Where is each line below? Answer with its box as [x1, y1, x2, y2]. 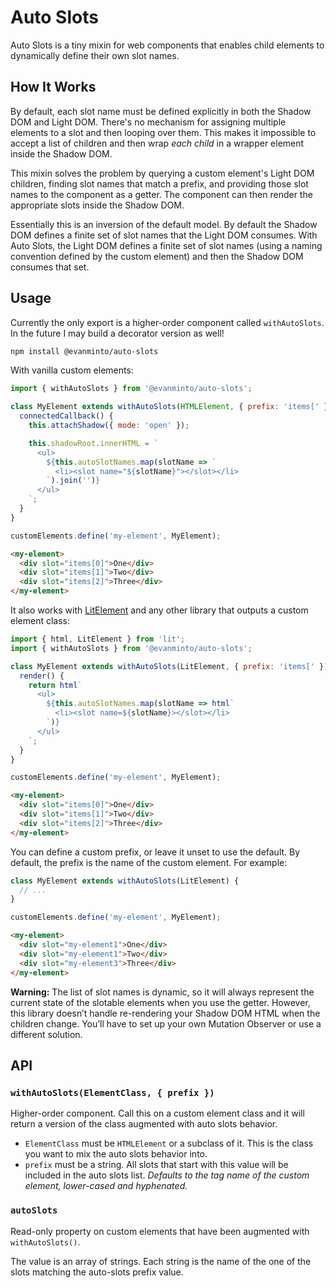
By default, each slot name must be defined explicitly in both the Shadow [10, 105, 312, 117]
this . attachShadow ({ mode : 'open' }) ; [28, 421, 190, 431]
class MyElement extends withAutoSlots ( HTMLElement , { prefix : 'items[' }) [10, 402, 333, 412]
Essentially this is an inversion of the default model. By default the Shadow [10, 218, 318, 230]
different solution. [10, 1028, 83, 1040]
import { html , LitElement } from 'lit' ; [10, 634, 186, 645]
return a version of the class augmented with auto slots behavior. [10, 1118, 278, 1130]
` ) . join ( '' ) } [46, 476, 101, 486]
